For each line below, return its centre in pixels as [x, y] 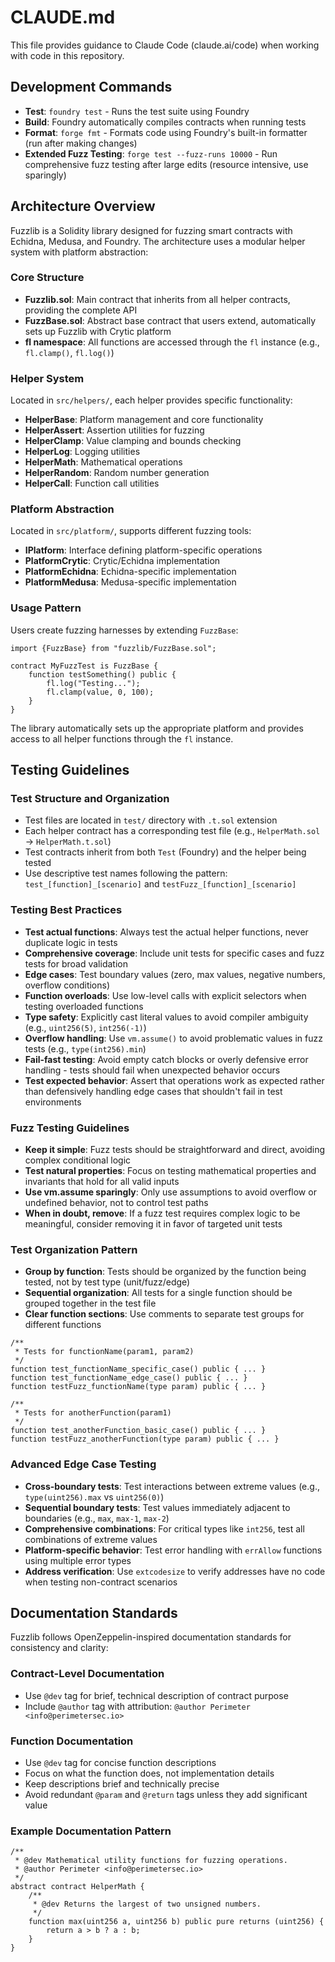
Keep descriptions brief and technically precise [122, 1784]
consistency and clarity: [59, 1648]
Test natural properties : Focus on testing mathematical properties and [170, 1171]
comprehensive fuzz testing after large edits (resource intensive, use [166, 164]
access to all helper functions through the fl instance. [122, 738]
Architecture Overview [83, 206]
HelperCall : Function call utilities [92, 483]
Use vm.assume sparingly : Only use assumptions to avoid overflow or [170, 1192]
